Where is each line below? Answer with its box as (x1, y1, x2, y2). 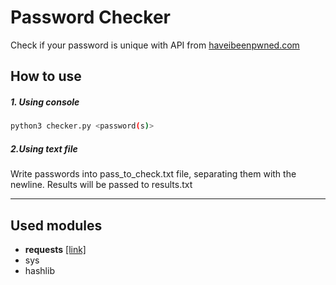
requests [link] (24, 243, 87, 255)
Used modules (10, 217, 103, 234)
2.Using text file (10, 142, 78, 155)
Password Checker (10, 6, 171, 29)
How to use (10, 68, 82, 85)
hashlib (24, 264, 55, 276)
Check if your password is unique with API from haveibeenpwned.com (10, 39, 300, 51)
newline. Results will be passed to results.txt (10, 179, 193, 191)
